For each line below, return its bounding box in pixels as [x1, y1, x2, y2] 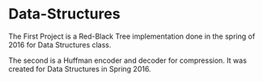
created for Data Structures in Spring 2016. [8, 64, 151, 73]
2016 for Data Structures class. [8, 39, 112, 49]
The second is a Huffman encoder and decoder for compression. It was [8, 55, 247, 65]
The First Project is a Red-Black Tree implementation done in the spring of [8, 31, 256, 41]
